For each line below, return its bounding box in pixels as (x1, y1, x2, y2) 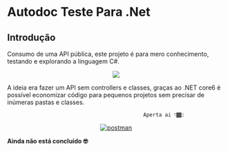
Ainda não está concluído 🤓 (7, 137, 88, 145)
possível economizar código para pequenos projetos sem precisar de (7, 91, 205, 99)
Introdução (7, 32, 56, 43)
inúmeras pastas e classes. (7, 98, 85, 106)
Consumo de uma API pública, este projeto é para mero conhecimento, (7, 50, 209, 58)
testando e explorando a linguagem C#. (7, 57, 120, 66)
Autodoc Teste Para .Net (7, 4, 151, 20)
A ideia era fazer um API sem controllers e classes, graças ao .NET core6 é (7, 83, 221, 92)
